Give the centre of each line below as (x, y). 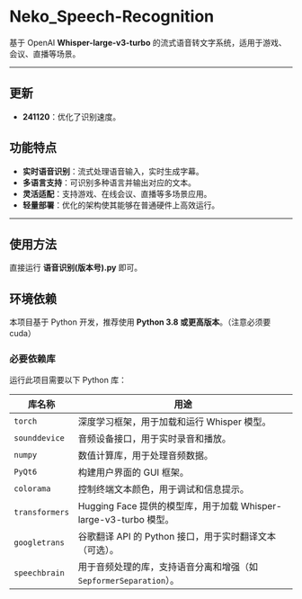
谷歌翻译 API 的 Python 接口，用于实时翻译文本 (177, 537)
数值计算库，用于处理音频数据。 (146, 456)
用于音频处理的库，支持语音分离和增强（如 (168, 567)
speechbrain (40, 573)
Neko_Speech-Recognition (112, 17)
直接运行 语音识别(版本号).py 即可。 (76, 268)
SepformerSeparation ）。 (129, 580)
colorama (32, 489)
